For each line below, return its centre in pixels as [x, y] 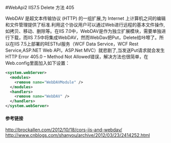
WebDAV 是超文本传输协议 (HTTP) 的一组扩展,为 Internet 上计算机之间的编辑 [86, 18]
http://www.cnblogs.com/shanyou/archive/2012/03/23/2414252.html [78, 135]
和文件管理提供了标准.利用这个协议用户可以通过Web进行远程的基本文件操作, [85, 25]
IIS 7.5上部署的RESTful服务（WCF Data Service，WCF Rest [76, 44]
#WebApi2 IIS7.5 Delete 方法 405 [40, 7]
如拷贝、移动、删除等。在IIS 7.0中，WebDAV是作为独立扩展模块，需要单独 [83, 31]
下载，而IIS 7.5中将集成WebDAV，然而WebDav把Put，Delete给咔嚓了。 [84, 38]
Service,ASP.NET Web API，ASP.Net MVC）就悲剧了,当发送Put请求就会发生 [85, 50]
